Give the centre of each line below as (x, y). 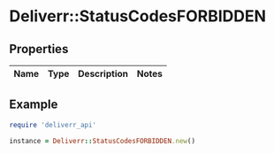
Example (34, 105)
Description (103, 74)
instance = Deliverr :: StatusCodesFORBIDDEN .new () (103, 141)
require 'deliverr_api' (53, 125)
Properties (39, 49)
